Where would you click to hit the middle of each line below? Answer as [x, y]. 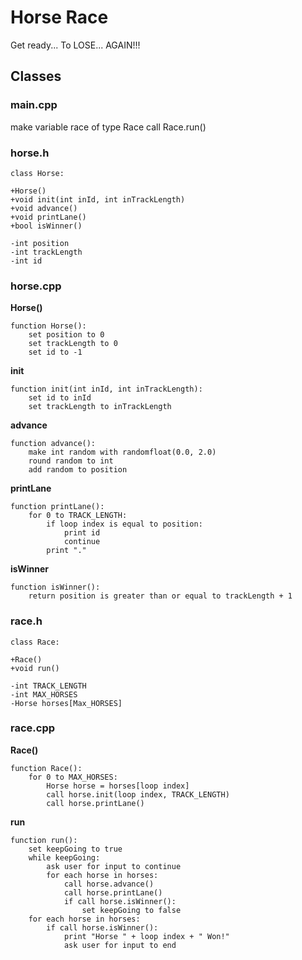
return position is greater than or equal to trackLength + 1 [160, 596]
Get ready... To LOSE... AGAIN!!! [75, 45]
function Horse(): [48, 326]
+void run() [35, 668]
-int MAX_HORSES [44, 694]
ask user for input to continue [114, 866]
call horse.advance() [109, 884]
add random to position [78, 470]
